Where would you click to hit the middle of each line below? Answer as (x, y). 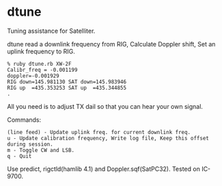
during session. (30, 144)
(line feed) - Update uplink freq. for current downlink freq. (99, 132)
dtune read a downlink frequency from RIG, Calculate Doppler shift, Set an (111, 44)
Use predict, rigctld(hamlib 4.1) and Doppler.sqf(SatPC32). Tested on (103, 169)
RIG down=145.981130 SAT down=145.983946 (67, 82)
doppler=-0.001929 (33, 76)
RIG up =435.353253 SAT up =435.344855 (67, 88)
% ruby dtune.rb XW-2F (39, 64)
